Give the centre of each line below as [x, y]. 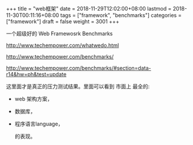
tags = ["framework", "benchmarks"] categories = [121, 15]
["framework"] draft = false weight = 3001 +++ [63, 21]
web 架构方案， [34, 99]
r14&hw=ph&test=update [36, 74]
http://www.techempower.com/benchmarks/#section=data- [79, 68]
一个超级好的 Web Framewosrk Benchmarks [59, 33]
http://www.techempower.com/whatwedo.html [63, 45]
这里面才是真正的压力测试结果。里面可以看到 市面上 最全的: [78, 86]
